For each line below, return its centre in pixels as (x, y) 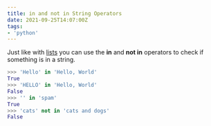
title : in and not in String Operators (65, 13)
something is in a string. (42, 60)
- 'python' (23, 33)
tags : (15, 26)
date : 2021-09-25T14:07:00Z (48, 20)
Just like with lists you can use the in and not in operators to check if (105, 52)
